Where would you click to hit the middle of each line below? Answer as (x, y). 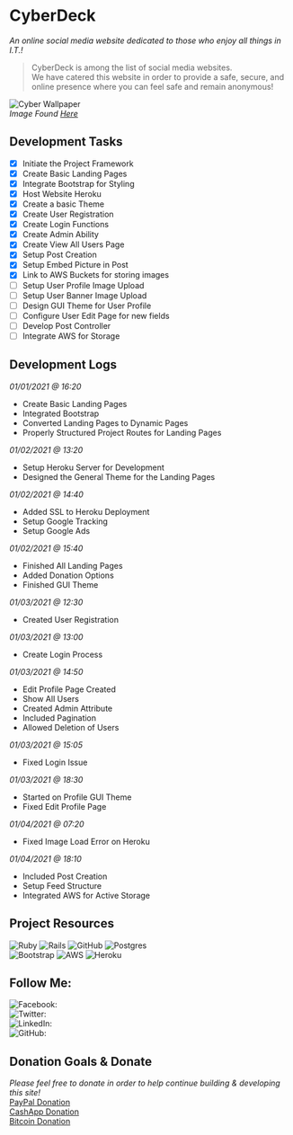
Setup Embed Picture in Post (75, 265)
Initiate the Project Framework (78, 164)
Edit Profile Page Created (69, 689)
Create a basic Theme (63, 204)
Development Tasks (66, 142)
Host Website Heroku (62, 193)
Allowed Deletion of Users (71, 727)
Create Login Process (62, 654)
